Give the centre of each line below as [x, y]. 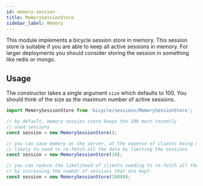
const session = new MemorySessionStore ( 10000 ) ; [69, 177]
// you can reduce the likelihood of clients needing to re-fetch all [97, 166]
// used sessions [28, 127]
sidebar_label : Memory [35, 23]
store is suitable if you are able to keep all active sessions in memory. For [97, 46]
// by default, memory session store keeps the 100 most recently [92, 121]
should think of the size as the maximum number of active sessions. [91, 100]
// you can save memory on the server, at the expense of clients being [100, 143]
